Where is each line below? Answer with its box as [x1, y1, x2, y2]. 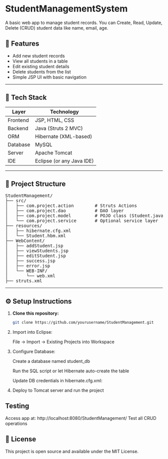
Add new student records [12, 53, 65, 59]
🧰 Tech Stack [5, 93, 47, 102]
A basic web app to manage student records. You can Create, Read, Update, [5, 20, 162, 26]
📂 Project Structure [5, 179, 66, 188]
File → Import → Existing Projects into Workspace [12, 339, 115, 345]
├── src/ [5, 198, 26, 203]
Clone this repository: [12, 310, 59, 316]
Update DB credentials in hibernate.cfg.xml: [12, 378, 102, 384]
